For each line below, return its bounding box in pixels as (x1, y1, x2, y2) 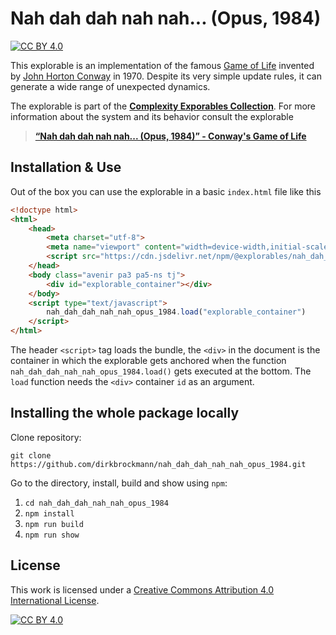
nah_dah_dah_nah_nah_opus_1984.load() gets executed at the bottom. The (10, 365, 312, 377)
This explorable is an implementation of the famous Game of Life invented (10, 59, 315, 71)
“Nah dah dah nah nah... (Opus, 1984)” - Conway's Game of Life (34, 130, 307, 142)
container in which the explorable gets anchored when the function (10, 355, 287, 366)
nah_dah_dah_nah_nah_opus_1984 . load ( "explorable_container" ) (46, 307, 307, 317)
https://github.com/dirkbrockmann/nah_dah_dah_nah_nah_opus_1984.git (10, 459, 307, 469)
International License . (10, 594, 100, 606)
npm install (24, 508, 75, 519)
